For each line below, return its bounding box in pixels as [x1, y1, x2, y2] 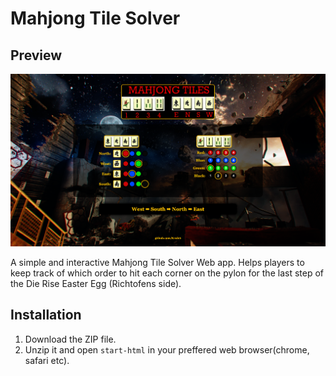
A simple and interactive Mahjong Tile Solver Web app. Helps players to [10, 256, 305, 268]
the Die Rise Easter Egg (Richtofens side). [10, 277, 182, 289]
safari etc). [24, 354, 70, 366]
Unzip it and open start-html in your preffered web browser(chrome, [24, 343, 310, 356]
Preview [10, 47, 63, 64]
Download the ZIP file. [24, 333, 117, 345]
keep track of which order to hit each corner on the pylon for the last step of [10, 267, 324, 279]
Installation [10, 307, 82, 324]
